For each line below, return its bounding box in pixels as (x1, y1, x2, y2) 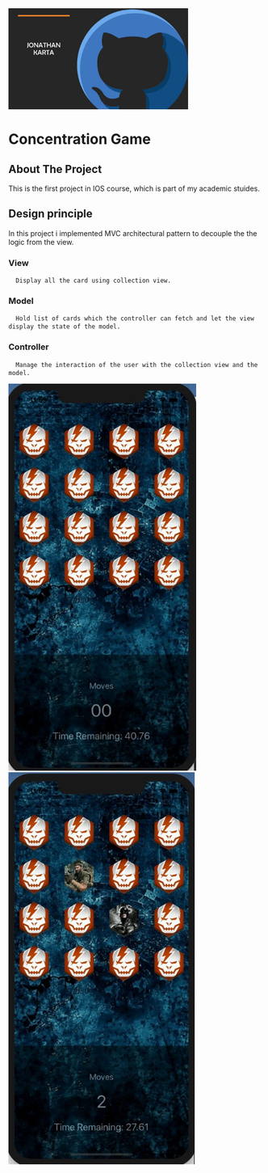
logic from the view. (8, 237, 74, 247)
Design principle (8, 207, 93, 221)
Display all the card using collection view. (15, 276, 172, 285)
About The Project (8, 162, 103, 176)
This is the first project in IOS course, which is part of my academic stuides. (8, 184, 260, 193)
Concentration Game (8, 130, 152, 149)
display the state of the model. (8, 323, 121, 331)
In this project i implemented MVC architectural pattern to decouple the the (8, 228, 258, 238)
